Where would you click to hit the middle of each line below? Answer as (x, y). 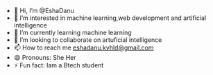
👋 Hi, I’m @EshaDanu (44, 11)
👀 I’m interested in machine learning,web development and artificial (110, 18)
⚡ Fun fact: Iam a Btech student (59, 65)
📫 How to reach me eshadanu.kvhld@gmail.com (84, 47)
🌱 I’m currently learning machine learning (73, 32)
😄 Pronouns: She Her (45, 57)
